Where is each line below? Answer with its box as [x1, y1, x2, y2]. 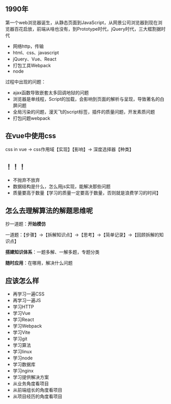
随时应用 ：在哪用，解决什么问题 [5, 260, 73, 266]
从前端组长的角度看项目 [12, 387, 62, 393]
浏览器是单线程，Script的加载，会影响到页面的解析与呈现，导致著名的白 [12, 96, 165, 102]
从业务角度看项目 [12, 380, 49, 387]
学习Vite [12, 329, 31, 335]
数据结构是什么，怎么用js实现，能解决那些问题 [12, 183, 111, 189]
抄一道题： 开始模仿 [5, 221, 46, 227]
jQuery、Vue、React [12, 56, 57, 62]
